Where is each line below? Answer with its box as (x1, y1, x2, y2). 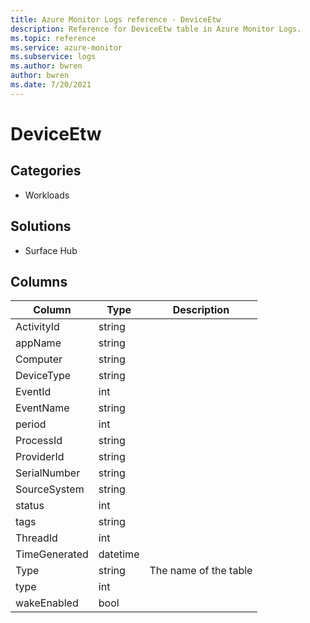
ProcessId (15, 434, 63, 448)
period (15, 417, 47, 431)
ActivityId (15, 320, 60, 334)
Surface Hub (24, 244, 78, 256)
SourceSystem (15, 482, 85, 496)
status (15, 499, 45, 513)
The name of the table (149, 564, 253, 578)
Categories (10, 162, 82, 180)
